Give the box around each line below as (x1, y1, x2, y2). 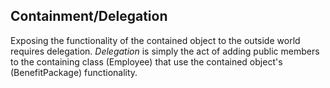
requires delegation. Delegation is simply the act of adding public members (10, 45, 320, 57)
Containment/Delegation (10, 8, 168, 25)
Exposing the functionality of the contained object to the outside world (10, 34, 301, 46)
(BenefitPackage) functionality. (10, 66, 138, 78)
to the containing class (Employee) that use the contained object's (10, 55, 283, 68)
